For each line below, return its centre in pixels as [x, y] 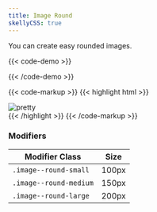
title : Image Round [40, 15]
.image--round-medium [53, 183]
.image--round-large [51, 196]
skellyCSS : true [35, 23]
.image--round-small [51, 170]
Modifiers [27, 136]
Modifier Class [53, 156]
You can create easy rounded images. [70, 45]
